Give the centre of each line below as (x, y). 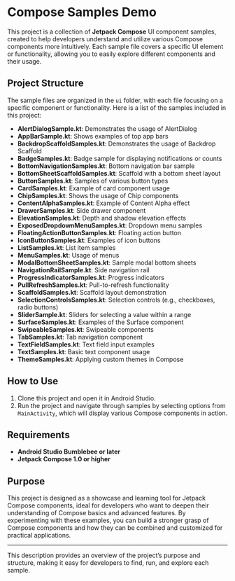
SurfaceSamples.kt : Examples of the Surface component (100, 322)
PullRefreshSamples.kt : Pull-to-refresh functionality (93, 285)
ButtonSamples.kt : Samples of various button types (93, 181)
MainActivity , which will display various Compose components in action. (122, 413)
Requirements (38, 435)
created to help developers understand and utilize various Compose (105, 38)
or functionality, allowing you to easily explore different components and (111, 54)
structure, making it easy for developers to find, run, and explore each (108, 563)
